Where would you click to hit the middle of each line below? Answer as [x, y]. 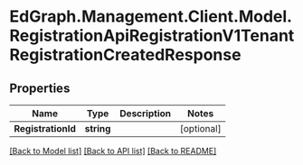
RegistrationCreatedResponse [125, 55]
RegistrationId [45, 128]
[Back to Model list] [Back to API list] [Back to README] [113, 151]
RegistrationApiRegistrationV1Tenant [152, 36]
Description [146, 113]
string [98, 128]
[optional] [200, 128]
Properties [40, 88]
